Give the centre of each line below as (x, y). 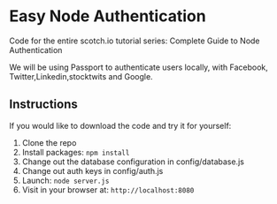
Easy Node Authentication (108, 16)
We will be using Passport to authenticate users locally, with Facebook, (138, 67)
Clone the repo (49, 142)
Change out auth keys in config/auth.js (92, 170)
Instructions (43, 105)
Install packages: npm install (76, 152)
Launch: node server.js (65, 180)
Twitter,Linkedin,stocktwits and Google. (81, 76)
